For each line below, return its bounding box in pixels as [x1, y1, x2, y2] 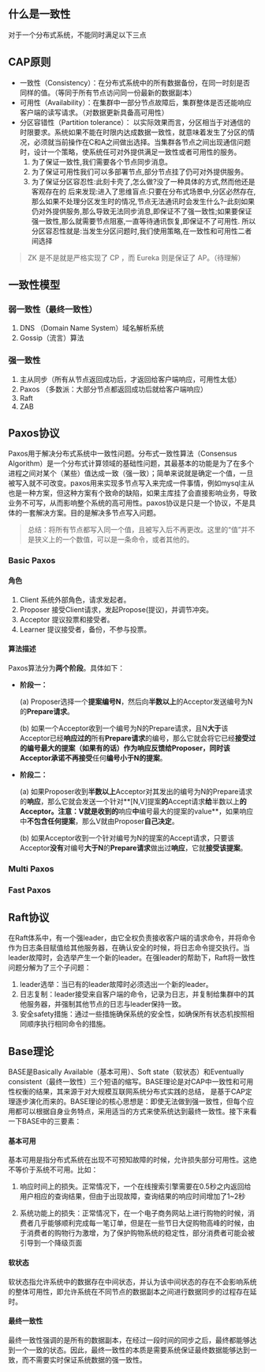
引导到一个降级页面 [19, 1238, 83, 1248]
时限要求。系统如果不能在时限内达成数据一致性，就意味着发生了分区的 [19, 127, 248, 137]
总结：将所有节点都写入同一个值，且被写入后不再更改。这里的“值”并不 [27, 525, 256, 535]
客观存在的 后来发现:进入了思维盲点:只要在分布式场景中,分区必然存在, [31, 187, 256, 196]
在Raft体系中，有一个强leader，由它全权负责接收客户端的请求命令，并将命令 [8, 933, 256, 943]
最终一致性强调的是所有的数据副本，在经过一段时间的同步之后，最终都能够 [8, 1335, 250, 1344]
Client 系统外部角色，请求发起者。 [19, 595, 131, 604]
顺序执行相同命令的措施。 [26, 1019, 110, 1029]
